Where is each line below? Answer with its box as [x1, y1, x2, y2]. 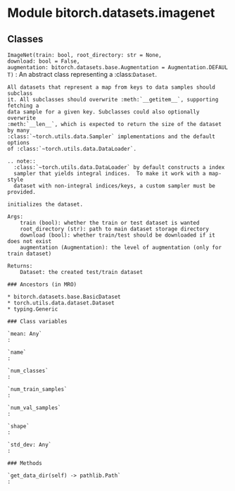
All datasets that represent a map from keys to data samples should [7, 84, 216, 91]
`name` [7, 349, 27, 356]
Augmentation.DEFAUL [167, 64, 229, 71]
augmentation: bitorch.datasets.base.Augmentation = [7, 64, 165, 71]
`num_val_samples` [7, 404, 61, 411]
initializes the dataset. [7, 201, 83, 208]
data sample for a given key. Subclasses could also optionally [7, 108, 200, 116]
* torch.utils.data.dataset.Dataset [7, 299, 115, 306]
